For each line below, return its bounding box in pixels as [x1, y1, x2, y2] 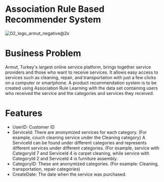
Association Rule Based [5, 3, 105, 15]
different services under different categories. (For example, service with [12, 145, 160, 151]
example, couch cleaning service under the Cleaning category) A [12, 135, 146, 140]
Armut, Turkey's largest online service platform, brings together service [5, 64, 151, 70]
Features [5, 108, 43, 119]
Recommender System [5, 14, 102, 25]
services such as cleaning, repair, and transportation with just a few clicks [5, 74, 156, 80]
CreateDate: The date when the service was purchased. [12, 171, 127, 177]
